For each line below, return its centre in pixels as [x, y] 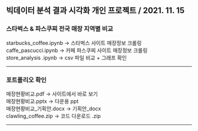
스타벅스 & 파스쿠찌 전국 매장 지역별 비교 [60, 29]
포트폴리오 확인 [27, 80]
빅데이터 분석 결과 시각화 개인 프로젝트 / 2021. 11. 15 [95, 11]
